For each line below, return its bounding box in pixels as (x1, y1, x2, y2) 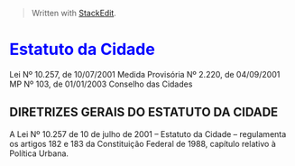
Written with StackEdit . (31, 8, 117, 18)
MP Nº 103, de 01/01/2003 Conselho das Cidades (9, 78, 193, 89)
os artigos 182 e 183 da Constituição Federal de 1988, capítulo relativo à (9, 138, 277, 149)
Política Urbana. (9, 148, 69, 159)
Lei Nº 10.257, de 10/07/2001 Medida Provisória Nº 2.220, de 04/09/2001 (9, 69, 281, 79)
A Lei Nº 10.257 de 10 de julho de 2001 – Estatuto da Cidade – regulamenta (9, 128, 287, 139)
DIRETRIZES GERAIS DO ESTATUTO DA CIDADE (9, 105, 279, 120)
